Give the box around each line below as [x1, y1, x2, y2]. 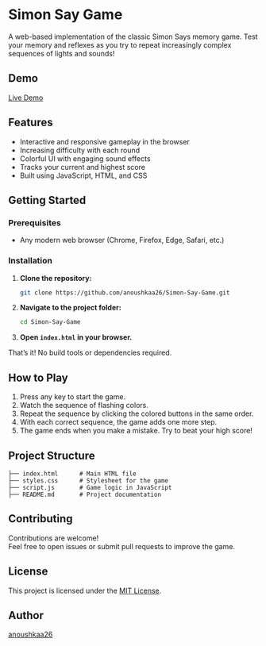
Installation [8, 256, 53, 267]
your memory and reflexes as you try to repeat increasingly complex [8, 40, 232, 49]
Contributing [8, 512, 73, 525]
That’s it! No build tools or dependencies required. [8, 348, 172, 358]
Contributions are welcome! [8, 533, 99, 543]
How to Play [8, 371, 69, 384]
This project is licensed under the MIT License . [8, 586, 162, 595]
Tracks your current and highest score [19, 162, 145, 171]
